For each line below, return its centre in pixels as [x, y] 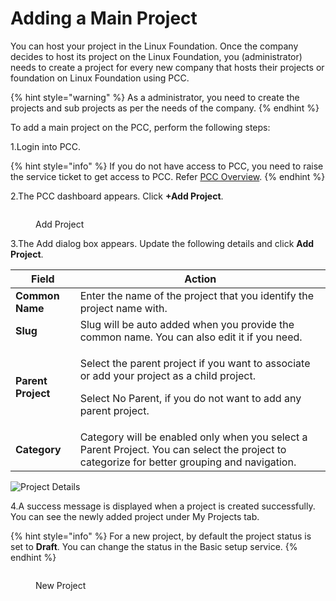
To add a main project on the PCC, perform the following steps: [140, 127]
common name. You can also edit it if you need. [191, 337]
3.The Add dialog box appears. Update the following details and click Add [162, 243]
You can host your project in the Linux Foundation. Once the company [154, 46]
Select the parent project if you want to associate [195, 363]
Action [200, 279]
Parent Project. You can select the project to [183, 449]
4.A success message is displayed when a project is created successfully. [163, 506]
